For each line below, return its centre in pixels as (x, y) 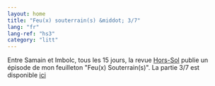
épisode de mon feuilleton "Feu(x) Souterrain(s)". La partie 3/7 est (104, 68)
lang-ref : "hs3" (31, 33)
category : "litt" (33, 40)
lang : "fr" (23, 27)
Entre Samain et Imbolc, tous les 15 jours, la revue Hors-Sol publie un (108, 60)
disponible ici (27, 75)
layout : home (27, 14)
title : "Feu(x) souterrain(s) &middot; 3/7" (74, 20)
